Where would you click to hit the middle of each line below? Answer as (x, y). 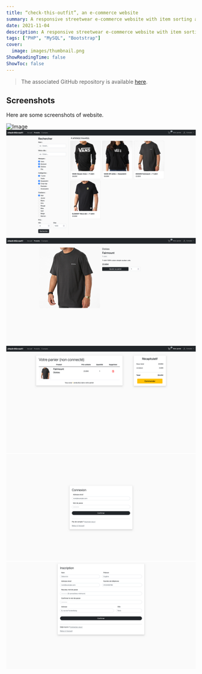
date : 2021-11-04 (28, 25)
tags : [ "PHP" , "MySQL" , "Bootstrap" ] (54, 38)
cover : (14, 45)
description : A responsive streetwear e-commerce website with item (94, 32)
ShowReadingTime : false (36, 57)
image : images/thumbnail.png (48, 51)
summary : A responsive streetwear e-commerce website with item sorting (99, 19)
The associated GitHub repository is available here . (84, 81)
